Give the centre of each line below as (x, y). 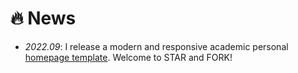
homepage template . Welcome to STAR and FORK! (128, 57)
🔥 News (43, 18)
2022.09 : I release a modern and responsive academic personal (156, 46)
